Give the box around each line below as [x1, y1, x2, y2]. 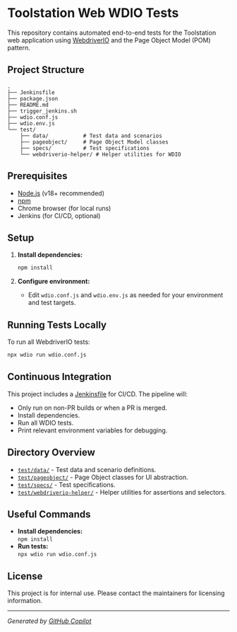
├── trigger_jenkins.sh [7, 108, 78, 115]
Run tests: [17, 542, 49, 551]
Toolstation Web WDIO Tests [7, 5, 179, 21]
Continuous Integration [7, 371, 111, 383]
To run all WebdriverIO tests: [7, 338, 90, 346]
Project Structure [7, 64, 85, 76]
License [7, 570, 43, 582]
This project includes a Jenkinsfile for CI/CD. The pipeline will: [7, 389, 188, 398]
